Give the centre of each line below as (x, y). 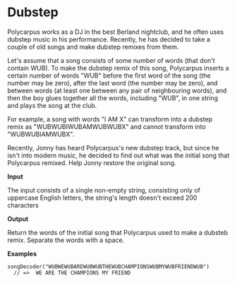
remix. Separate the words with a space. (66, 240)
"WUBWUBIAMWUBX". (41, 134)
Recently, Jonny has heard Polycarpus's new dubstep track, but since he (114, 147)
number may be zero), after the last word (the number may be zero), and (113, 83)
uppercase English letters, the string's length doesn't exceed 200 (102, 198)
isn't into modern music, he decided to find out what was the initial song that (119, 155)
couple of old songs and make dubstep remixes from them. (93, 47)
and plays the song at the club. (52, 105)
